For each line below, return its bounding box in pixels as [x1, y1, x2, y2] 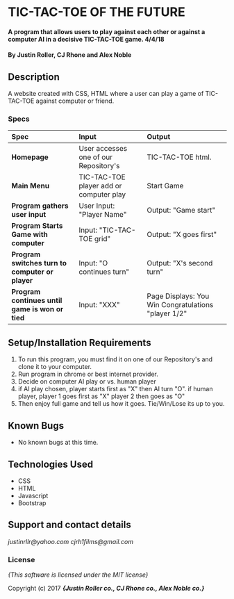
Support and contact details [8, 519, 131, 531]
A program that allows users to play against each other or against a [8, 27, 206, 35]
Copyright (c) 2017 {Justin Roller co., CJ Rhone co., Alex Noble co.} [8, 584, 205, 593]
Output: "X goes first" [146, 230, 217, 240]
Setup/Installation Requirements [8, 336, 151, 348]
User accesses [78, 144, 128, 154]
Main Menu [11, 181, 50, 191]
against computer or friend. [35, 97, 115, 105]
